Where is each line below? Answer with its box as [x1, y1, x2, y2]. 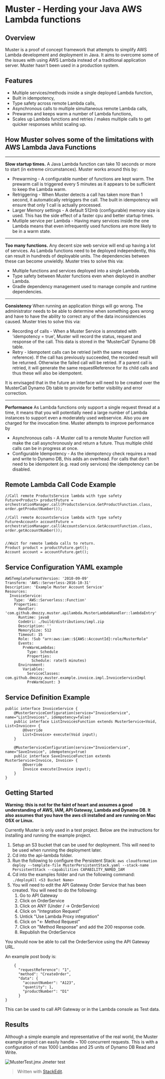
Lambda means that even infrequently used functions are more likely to [12, 223, 157, 229]
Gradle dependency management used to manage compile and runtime [12, 283, 157, 289]
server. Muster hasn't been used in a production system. [5, 63, 119, 68]
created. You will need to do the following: [12, 887, 98, 893]
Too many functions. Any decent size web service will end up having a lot [5, 242, 156, 248]
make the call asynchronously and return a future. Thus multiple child [12, 440, 153, 446]
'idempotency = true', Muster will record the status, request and [12, 333, 141, 339]
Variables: [23, 667, 45, 672]
